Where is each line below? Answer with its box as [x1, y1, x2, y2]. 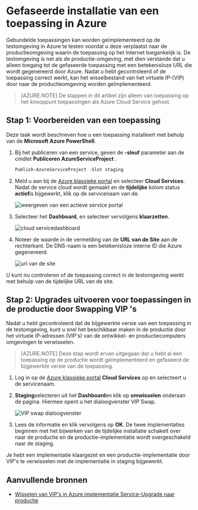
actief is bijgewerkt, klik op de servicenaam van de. [14, 190, 139, 197]
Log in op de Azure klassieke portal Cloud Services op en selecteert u [14, 374, 186, 381]
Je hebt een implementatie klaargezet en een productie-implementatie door [6, 451, 190, 458]
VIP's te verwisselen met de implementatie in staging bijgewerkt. [6, 458, 164, 465]
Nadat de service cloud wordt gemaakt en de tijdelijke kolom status [14, 184, 180, 191]
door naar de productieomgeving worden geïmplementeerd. [6, 80, 152, 87]
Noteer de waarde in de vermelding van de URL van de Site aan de [14, 236, 178, 243]
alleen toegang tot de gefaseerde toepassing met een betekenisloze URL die [6, 61, 192, 69]
